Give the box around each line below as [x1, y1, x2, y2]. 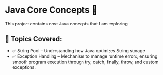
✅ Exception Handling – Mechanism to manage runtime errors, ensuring [12, 53, 158, 59]
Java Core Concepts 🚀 [5, 4, 98, 16]
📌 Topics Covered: [5, 35, 62, 43]
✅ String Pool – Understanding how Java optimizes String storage [12, 48, 146, 53]
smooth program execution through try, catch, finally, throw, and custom [12, 59, 159, 65]
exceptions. [12, 64, 36, 70]
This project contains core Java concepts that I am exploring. [5, 21, 129, 26]
